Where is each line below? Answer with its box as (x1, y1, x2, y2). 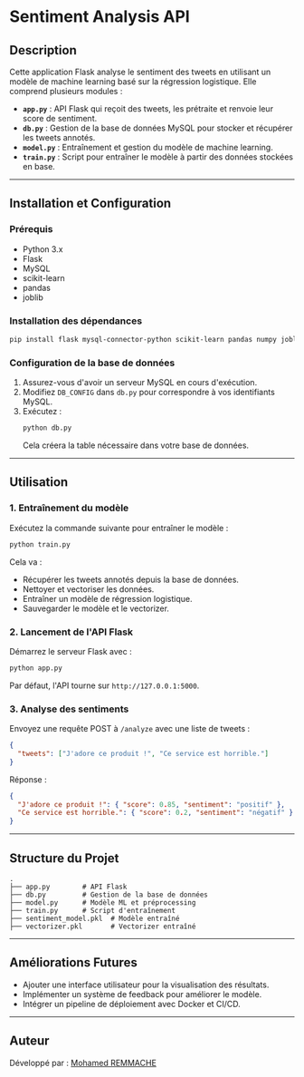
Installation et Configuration (9, 196, 172, 211)
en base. (22, 161, 56, 171)
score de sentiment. (22, 113, 98, 123)
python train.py (9, 539, 71, 549)
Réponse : (9, 773, 47, 785)
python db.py (22, 423, 72, 432)
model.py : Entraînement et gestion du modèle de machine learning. (22, 142, 273, 152)
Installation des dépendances (9, 315, 143, 327)
